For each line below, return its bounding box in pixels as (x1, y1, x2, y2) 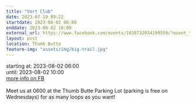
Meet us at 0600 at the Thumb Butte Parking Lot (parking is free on (6, 87, 168, 94)
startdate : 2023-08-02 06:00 (6, 19, 77, 25)
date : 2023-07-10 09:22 (6, 14, 64, 20)
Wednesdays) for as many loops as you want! (6, 93, 116, 100)
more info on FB (6, 75, 45, 82)
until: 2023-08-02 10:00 (6, 68, 64, 76)
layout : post (6, 36, 38, 41)
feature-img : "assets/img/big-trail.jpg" (6, 47, 108, 52)
